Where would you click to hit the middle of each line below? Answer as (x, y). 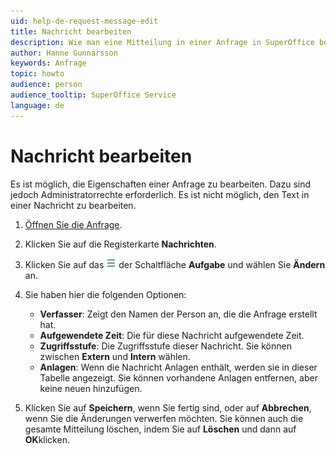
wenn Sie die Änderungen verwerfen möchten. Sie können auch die (164, 418)
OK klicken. (47, 439)
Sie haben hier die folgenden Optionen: (105, 294)
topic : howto (37, 74)
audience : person (46, 85)
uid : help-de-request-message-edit (84, 21)
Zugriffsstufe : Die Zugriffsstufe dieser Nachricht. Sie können (165, 346)
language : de (37, 105)
